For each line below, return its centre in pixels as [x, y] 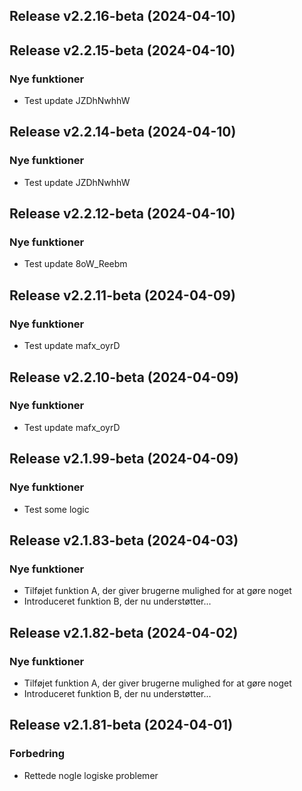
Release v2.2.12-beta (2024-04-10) [122, 214]
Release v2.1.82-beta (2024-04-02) [124, 632]
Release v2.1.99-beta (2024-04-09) [124, 459]
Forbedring [37, 754]
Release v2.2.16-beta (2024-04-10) [122, 16]
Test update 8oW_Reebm [75, 264]
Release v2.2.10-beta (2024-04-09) [124, 377]
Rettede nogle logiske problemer [91, 775]
